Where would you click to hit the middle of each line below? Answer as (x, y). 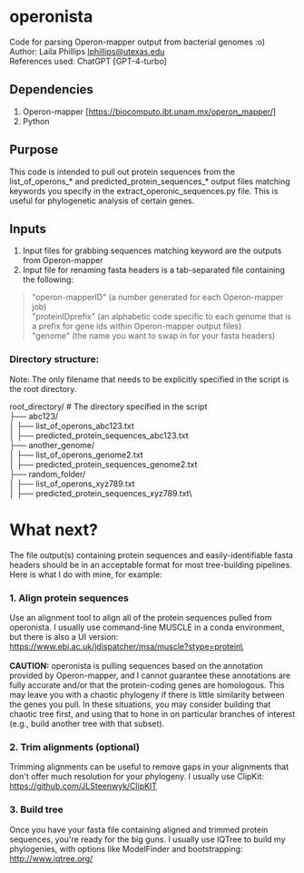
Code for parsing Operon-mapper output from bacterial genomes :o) (137, 42)
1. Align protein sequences (69, 598)
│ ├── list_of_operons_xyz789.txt (72, 484)
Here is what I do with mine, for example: (86, 574)
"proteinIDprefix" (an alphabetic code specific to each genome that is (162, 317)
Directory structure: (54, 359)
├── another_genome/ (52, 445)
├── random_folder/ (48, 474)
